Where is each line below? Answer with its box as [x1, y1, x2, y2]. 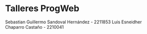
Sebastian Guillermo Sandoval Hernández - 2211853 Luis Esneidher [5, 19, 142, 25]
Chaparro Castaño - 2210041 [5, 24, 64, 30]
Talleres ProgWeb [5, 3, 80, 14]
